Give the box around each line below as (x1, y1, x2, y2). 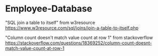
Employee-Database (5, 3, 92, 14)
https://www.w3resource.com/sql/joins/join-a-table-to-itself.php (5, 24, 139, 30)
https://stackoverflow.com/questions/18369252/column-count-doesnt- (5, 39, 152, 45)
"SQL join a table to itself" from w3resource (5, 19, 95, 25)
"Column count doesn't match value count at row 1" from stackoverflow (5, 34, 153, 40)
